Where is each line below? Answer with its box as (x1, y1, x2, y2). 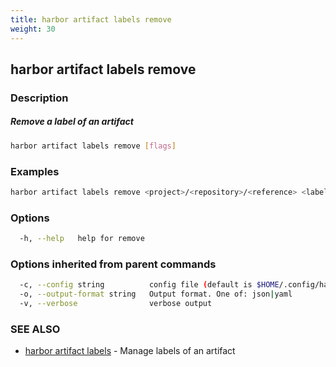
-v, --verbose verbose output (19, 299, 213, 309)
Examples (10, 164, 60, 178)
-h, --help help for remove (19, 234, 145, 244)
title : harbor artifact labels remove (10, 14, 172, 25)
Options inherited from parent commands (10, 257, 217, 271)
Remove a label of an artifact (10, 116, 134, 128)
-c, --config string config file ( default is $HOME (19, 280, 280, 290)
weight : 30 (10, 24, 56, 34)
